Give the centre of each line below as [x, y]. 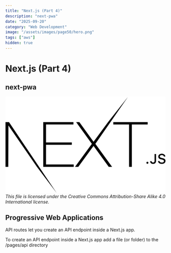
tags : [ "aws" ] [20, 38]
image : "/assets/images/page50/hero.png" [50, 32]
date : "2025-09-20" [26, 21]
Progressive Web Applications [54, 218]
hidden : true [19, 43]
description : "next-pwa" [32, 16]
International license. [27, 202]
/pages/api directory [27, 245]
